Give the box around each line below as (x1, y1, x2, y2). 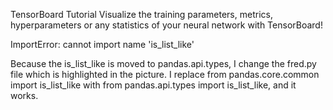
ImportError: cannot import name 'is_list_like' (10, 39, 195, 50)
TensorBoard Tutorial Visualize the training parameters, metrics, (10, 9, 273, 20)
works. (10, 90, 39, 101)
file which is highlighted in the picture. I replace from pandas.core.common (10, 69, 320, 80)
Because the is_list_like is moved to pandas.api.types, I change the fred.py (10, 58, 317, 69)
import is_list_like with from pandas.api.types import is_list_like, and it (10, 79, 297, 91)
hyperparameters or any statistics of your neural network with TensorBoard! (10, 19, 323, 31)
